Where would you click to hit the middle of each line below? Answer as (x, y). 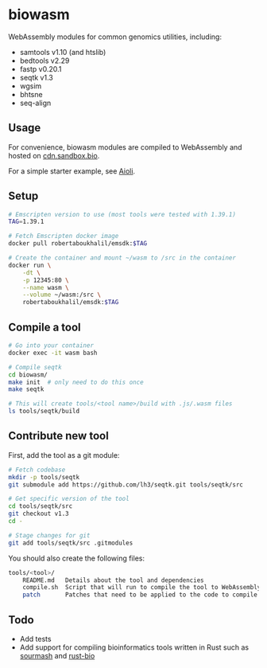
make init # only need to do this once (76, 382)
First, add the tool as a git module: (64, 455)
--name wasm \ (46, 287)
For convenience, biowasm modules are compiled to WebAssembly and (125, 147)
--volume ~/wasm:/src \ (62, 295)
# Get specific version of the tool (69, 499)
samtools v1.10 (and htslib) (63, 52)
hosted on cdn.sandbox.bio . (54, 155)
